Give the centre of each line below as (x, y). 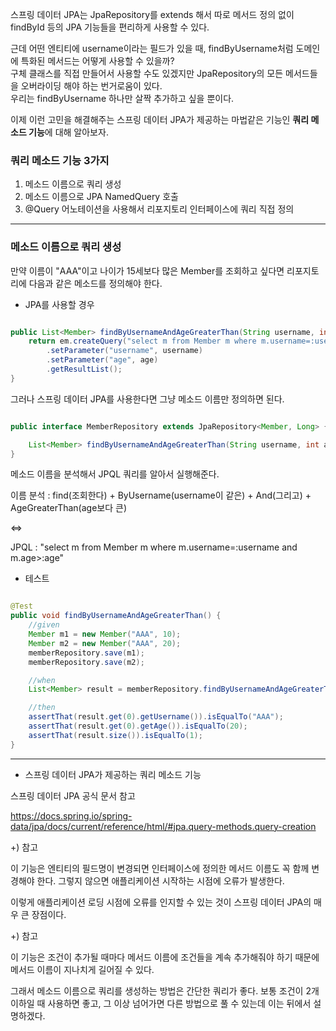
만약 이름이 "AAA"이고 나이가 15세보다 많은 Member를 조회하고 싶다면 (147, 270)
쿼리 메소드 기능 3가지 (60, 160)
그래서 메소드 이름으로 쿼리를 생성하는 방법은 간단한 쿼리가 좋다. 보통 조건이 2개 (165, 990)
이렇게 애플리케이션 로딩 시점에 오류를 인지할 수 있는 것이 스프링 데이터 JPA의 (161, 902)
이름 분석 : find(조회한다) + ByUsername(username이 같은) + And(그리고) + (161, 495)
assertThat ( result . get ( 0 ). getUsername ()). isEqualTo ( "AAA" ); (156, 717)
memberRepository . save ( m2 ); (86, 662)
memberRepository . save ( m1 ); (86, 653)
